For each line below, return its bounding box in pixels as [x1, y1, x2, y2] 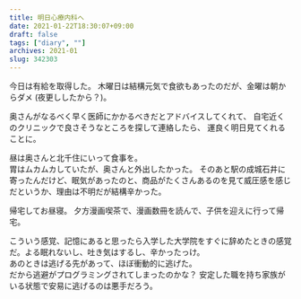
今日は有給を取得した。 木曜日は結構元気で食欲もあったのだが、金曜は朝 [9, 81, 279, 91]
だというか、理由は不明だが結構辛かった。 [9, 186, 167, 197]
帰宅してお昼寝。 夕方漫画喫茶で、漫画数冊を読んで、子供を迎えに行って [9, 206, 277, 215]
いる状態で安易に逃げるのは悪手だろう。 [9, 280, 159, 291]
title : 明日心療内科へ [9, 13, 85, 22]
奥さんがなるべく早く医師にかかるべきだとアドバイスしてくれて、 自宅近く [9, 111, 285, 121]
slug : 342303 [9, 55, 58, 64]
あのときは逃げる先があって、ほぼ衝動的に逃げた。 [9, 258, 197, 268]
